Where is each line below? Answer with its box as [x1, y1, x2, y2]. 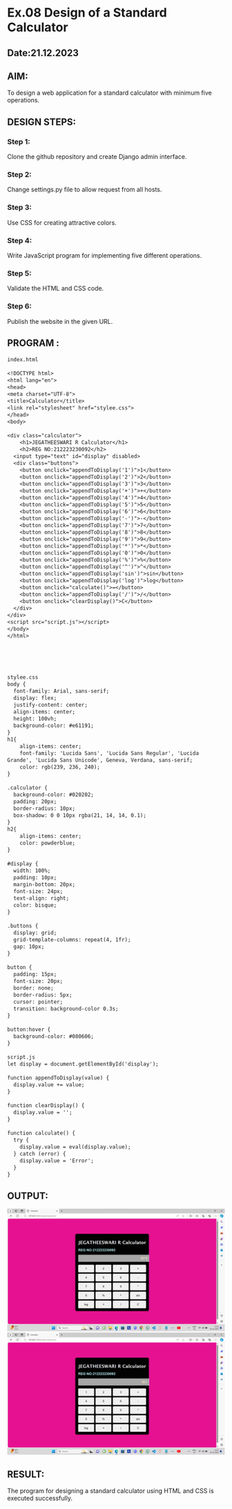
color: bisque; [13, 902, 57, 909]
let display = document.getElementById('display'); [7, 1061, 159, 1068]
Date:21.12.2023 [7, 47, 79, 59]
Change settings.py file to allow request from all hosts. [7, 185, 162, 194]
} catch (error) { [13, 1151, 67, 1157]
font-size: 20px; [13, 978, 64, 985]
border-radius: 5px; [13, 992, 72, 999]
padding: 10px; [13, 874, 57, 881]
